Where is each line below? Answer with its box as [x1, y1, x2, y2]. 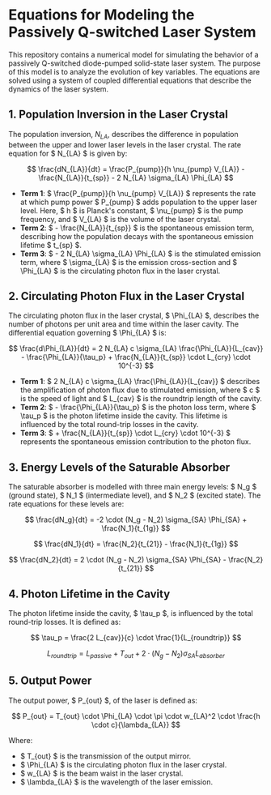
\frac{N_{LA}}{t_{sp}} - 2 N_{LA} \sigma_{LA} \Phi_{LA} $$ [38, 173, 234, 182]
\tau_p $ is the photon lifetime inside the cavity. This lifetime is [19, 411, 228, 421]
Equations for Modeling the [8, 6, 195, 24]
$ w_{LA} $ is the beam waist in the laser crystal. [19, 768, 184, 778]
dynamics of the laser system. [8, 83, 109, 94]
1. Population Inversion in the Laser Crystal [8, 108, 228, 122]
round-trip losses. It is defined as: [8, 617, 121, 626]
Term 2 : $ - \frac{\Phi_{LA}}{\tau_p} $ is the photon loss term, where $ [19, 403, 256, 412]
